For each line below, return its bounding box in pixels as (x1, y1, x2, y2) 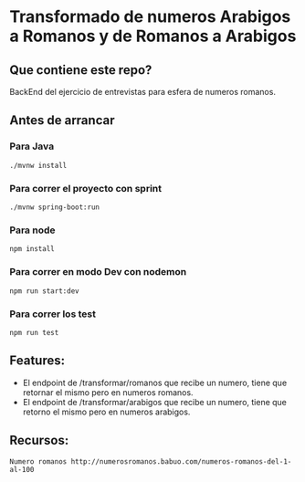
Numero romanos (9, 456, 68, 466)
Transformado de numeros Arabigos (9, 6, 291, 27)
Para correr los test (9, 308, 96, 320)
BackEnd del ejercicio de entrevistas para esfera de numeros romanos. (9, 87, 277, 97)
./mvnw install (9, 161, 68, 170)
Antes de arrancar (9, 112, 115, 129)
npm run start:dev (9, 286, 79, 296)
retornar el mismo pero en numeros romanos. (22, 386, 194, 398)
